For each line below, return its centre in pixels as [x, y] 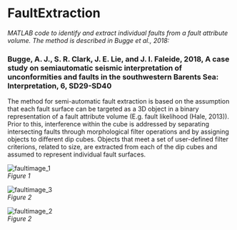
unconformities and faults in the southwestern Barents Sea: [113, 76]
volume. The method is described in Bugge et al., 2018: [89, 40]
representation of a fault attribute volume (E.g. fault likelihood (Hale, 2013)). [118, 116]
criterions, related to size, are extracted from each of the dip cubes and [112, 147]
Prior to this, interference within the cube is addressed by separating [108, 124]
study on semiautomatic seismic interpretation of [95, 68]
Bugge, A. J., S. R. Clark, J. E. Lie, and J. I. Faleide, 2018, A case [118, 59]
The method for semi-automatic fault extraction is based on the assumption [118, 101]
